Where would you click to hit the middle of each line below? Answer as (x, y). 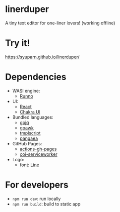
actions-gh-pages (38, 149)
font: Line (30, 165)
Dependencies (36, 77)
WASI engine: (26, 91)
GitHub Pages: (27, 143)
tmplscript (30, 133)
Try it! (18, 43)
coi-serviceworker (38, 154)
